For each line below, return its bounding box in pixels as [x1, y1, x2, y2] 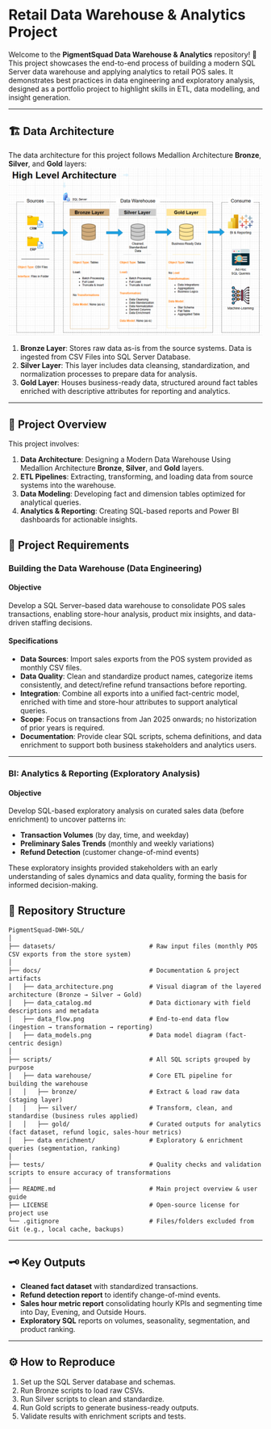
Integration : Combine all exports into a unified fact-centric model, [19, 689, 240, 699]
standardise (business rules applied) [8, 1112, 139, 1120]
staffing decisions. [31, 617, 93, 628]
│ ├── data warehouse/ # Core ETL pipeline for [8, 1072, 232, 1080]
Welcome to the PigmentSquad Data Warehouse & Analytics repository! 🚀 [8, 49, 257, 59]
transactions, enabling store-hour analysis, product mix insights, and [8, 609, 236, 619]
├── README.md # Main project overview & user [8, 1185, 258, 1193]
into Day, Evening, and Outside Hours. [19, 1307, 147, 1317]
